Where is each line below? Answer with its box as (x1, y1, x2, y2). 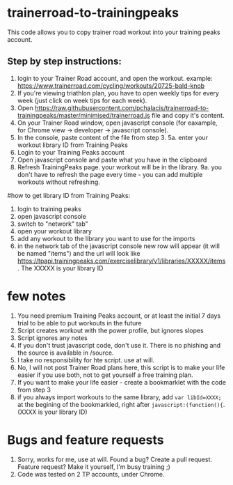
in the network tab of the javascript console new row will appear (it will (17, 242, 220, 250)
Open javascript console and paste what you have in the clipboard (17, 155, 207, 164)
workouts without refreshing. (17, 178, 101, 186)
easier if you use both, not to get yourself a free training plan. (17, 371, 193, 379)
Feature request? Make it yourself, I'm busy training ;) (17, 462, 170, 471)
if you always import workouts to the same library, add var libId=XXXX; (17, 392, 222, 401)
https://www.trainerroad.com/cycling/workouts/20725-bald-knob (17, 82, 205, 90)
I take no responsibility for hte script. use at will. (17, 355, 155, 364)
